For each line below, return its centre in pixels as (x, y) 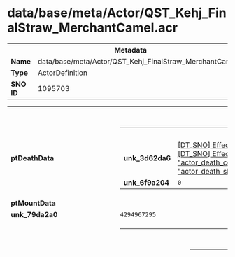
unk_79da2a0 (34, 214)
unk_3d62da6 (147, 158)
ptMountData (33, 203)
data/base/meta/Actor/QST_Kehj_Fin (117, 13)
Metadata (130, 50)
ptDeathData (33, 158)
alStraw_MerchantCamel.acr (93, 28)
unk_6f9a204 (147, 182)
